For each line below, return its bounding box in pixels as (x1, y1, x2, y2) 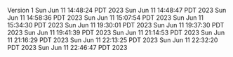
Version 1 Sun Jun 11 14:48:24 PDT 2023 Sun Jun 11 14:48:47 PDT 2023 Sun (7, 6, 227, 14)
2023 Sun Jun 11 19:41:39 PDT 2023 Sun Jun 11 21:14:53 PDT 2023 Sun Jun (7, 28, 225, 37)
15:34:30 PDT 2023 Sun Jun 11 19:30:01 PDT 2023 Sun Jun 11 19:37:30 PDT (7, 21, 225, 29)
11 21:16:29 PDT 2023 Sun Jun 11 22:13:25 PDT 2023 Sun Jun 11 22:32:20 (7, 36, 218, 44)
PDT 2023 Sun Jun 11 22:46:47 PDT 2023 (7, 44, 128, 51)
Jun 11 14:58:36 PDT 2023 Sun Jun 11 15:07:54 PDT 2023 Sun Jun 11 (7, 13, 204, 22)
